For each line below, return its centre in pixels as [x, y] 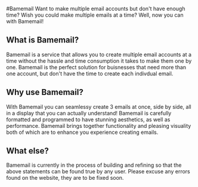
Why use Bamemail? [45, 92]
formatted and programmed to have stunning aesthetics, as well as [88, 119]
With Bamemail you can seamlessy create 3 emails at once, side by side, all [99, 106]
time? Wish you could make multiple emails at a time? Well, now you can [95, 15]
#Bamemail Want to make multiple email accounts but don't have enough [96, 9]
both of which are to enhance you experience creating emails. [82, 132]
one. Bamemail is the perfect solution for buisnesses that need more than [96, 67]
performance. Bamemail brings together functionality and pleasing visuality [99, 125]
